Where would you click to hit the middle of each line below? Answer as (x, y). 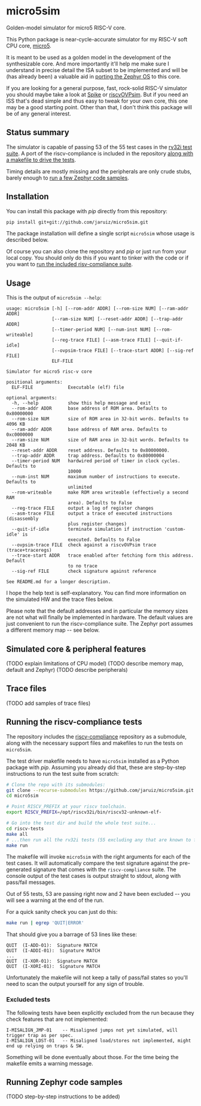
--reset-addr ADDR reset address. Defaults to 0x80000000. (91, 451)
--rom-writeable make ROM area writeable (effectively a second (100, 493)
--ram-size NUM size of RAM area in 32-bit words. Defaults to (100, 440)
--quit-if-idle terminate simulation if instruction (87, 530)
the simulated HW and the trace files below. (60, 599)
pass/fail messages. (31, 882)
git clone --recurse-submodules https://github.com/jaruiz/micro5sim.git (100, 790)
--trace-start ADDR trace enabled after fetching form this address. (103, 556)
